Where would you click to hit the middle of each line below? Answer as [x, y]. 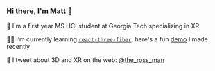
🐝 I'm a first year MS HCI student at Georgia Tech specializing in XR [103, 26]
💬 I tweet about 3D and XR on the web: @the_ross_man [85, 60]
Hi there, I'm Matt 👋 [40, 11]
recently [18, 47]
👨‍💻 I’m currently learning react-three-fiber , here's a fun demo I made [108, 39]
